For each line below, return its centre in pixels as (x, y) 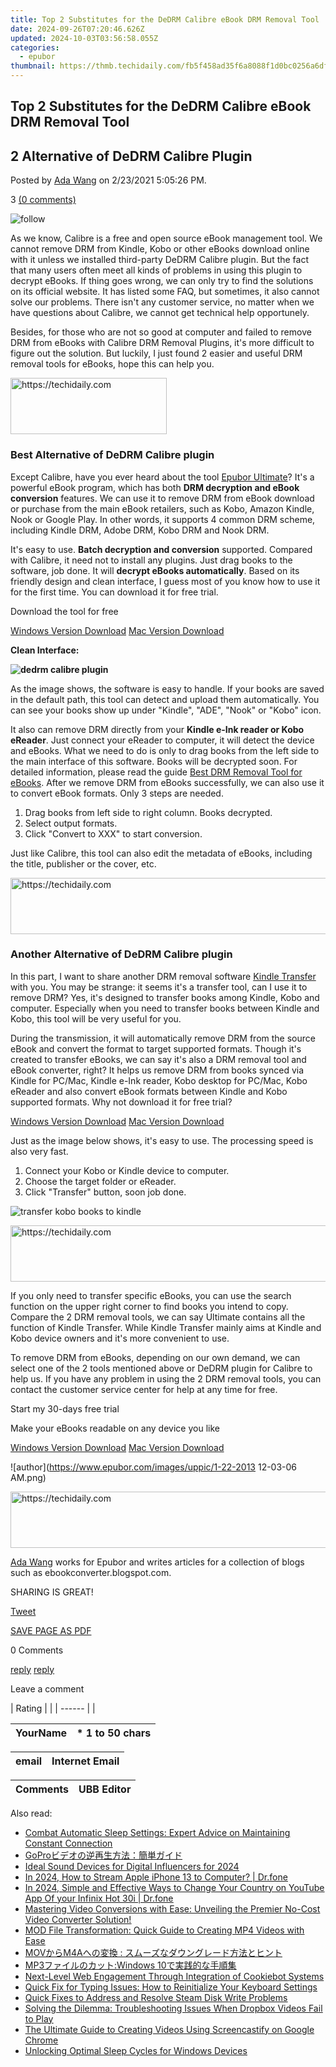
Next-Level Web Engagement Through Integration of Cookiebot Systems (174, 1976)
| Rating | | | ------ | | (53, 1708)
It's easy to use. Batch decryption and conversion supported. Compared (161, 549)
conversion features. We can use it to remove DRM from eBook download (162, 498)
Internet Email (85, 1761)
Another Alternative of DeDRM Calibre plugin (121, 954)
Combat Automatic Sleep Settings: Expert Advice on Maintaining (157, 1832)
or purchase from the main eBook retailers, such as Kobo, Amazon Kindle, (162, 508)
